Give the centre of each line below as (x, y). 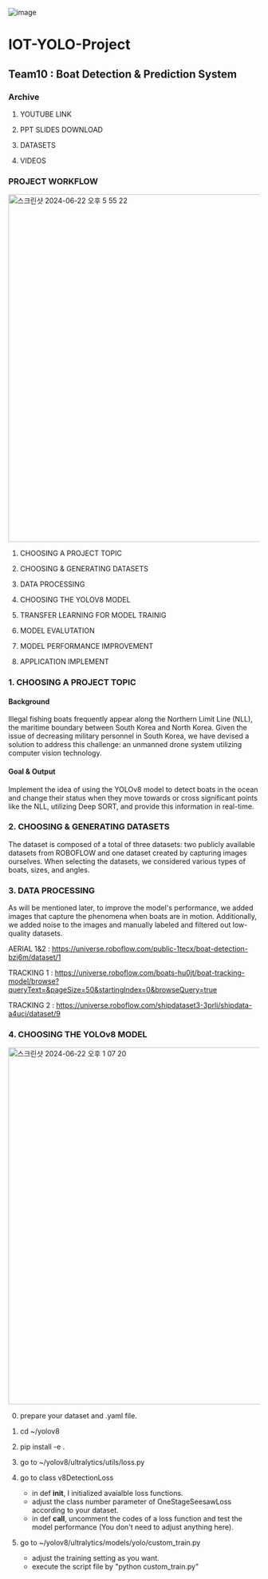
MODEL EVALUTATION (57, 630)
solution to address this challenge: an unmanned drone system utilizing (125, 745)
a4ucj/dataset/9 (35, 1014)
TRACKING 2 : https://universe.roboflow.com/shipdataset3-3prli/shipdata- (130, 1005)
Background (29, 701)
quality (20, 933)
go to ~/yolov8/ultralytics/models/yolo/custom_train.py (110, 1543)
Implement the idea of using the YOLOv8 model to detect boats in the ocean (133, 789)
